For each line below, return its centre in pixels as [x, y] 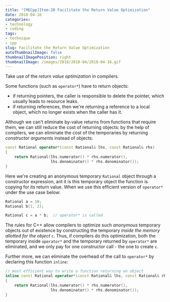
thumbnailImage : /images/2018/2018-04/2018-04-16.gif [63, 62]
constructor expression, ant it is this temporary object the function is [77, 181]
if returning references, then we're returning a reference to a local [81, 107]
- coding [14, 29]
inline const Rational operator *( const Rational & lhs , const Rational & [82, 276]
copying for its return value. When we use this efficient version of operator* [84, 187]
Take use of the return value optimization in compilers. [62, 76]
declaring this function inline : [37, 262]
